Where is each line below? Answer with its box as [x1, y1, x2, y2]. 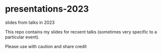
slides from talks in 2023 [5, 19, 55, 25]
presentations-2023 [5, 3, 89, 15]
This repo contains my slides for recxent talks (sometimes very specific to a [5, 29, 157, 35]
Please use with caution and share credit [5, 43, 87, 49]
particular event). [5, 34, 40, 40]
